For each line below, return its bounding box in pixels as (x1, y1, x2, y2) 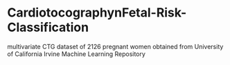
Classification (7, 19, 89, 35)
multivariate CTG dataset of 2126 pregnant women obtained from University (7, 42, 224, 50)
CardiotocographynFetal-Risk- (7, 5, 187, 21)
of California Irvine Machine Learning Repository (7, 50, 145, 58)
